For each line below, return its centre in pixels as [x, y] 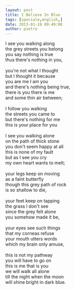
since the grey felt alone [31, 212]
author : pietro [21, 29]
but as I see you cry [26, 158]
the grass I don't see [27, 206]
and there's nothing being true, [38, 87]
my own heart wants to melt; [35, 163]
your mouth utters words [31, 239]
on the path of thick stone [32, 141]
